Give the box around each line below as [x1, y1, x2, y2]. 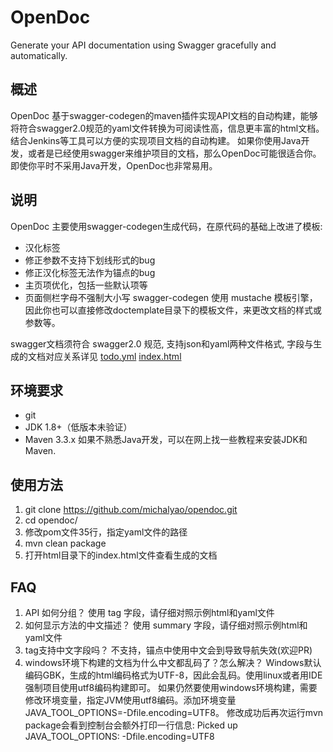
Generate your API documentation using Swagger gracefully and [10, 39, 277, 51]
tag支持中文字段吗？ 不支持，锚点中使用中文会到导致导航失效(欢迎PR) [24, 644, 313, 656]
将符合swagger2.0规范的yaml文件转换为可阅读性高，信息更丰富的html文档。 [10, 122, 325, 134]
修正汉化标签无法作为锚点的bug [24, 266, 156, 278]
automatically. [10, 49, 68, 61]
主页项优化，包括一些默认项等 [24, 279, 148, 291]
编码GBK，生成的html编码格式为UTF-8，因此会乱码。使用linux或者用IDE [24, 669, 323, 681]
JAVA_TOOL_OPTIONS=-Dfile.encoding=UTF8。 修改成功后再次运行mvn [24, 707, 324, 718]
